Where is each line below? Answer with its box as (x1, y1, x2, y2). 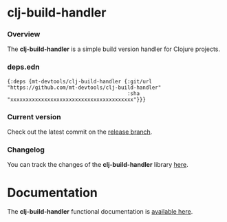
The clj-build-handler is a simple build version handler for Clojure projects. (7, 45, 221, 53)
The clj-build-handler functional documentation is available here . (7, 208, 193, 216)
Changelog (7, 145, 45, 154)
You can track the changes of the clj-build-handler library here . (7, 161, 189, 169)
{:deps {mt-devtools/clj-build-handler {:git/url (7, 78, 153, 85)
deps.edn (7, 62, 40, 72)
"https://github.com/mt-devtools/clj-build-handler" (7, 84, 162, 91)
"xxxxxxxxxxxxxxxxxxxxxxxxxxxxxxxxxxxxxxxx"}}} (7, 96, 147, 103)
